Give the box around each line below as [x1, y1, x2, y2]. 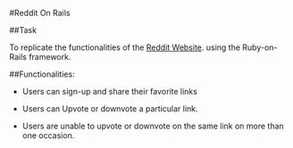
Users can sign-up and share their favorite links [21, 86, 198, 96]
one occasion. [21, 130, 75, 141]
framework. [28, 52, 71, 62]
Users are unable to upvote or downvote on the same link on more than [21, 120, 284, 131]
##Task [9, 25, 38, 35]
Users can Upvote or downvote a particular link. [21, 103, 198, 114]
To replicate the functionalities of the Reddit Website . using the [9, 42, 241, 53]
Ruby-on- [242, 42, 278, 53]
